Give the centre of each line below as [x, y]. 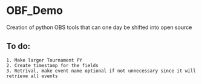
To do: [18, 46]
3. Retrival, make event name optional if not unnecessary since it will [101, 71]
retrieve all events [32, 76]
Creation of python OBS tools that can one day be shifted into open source [99, 27]
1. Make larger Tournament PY [44, 60]
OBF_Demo [35, 11]
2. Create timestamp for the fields [52, 65]
